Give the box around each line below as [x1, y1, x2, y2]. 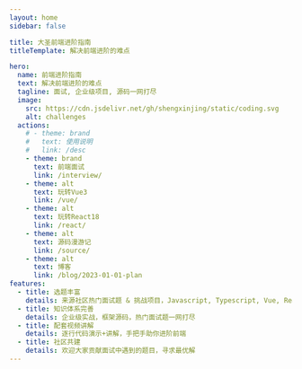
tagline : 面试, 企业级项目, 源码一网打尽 [17, 87, 157, 96]
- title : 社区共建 [17, 338, 81, 347]
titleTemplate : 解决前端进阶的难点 [9, 46, 130, 55]
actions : [17, 120, 50, 130]
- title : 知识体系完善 [17, 304, 94, 313]
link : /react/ [32, 221, 87, 230]
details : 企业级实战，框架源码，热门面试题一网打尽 [25, 312, 196, 321]
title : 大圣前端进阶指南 [9, 38, 92, 47]
